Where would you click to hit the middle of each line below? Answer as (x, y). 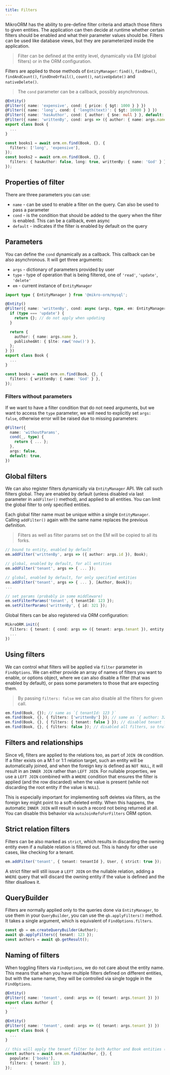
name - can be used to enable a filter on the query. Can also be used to (86, 204)
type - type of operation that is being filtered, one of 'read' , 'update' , (85, 275)
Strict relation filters (38, 829)
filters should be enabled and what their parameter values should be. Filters (84, 35)
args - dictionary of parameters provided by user (63, 269)
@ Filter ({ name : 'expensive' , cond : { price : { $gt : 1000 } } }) (75, 105)
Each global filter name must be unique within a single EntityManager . (78, 515)
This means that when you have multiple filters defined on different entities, (84, 973)
